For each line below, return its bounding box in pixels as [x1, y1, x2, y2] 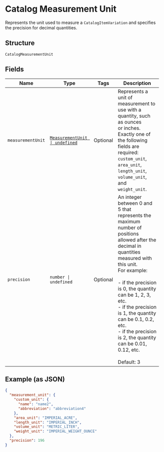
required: [118, 149, 139, 156]
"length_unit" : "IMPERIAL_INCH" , [14, 420, 82, 425]
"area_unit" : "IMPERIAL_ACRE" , [14, 415, 78, 420]
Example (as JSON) [5, 375, 65, 383]
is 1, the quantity [118, 309, 156, 316]
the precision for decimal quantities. [5, 24, 77, 30]
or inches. [118, 125, 141, 131]
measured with [118, 255, 152, 261]
